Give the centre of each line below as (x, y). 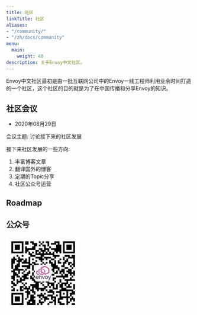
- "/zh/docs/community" (35, 38)
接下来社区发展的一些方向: (38, 149)
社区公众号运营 (33, 184)
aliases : (17, 25)
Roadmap (24, 203)
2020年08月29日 (35, 124)
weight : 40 (30, 56)
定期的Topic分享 (35, 176)
